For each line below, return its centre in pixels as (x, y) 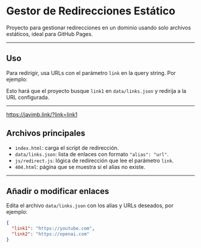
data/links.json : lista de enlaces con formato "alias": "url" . (92, 154)
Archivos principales (46, 133)
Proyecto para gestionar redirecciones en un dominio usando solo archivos (99, 28)
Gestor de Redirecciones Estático (91, 11)
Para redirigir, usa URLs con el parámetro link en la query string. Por (91, 72)
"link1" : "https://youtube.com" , (53, 229)
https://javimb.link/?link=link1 (42, 114)
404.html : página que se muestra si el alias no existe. (80, 167)
